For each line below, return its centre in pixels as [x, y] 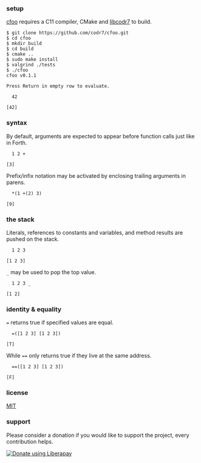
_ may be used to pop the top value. [51, 272]
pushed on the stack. [33, 239]
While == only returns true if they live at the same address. [79, 356]
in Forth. [17, 143]
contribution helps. [30, 441]
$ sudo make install [32, 60]
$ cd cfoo [19, 38]
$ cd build [20, 49]
